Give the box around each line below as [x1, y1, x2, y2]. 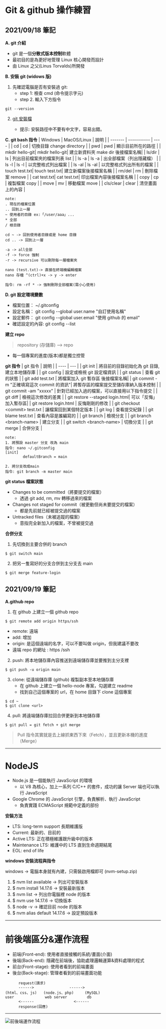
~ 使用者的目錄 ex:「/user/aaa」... [5, 212, 75, 217]
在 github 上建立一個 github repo [12, 609, 79, 615]
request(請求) [18, 980, 46, 986]
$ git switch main [5, 551, 43, 556]
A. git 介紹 [5, 40, 26, 46]
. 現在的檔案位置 [5, 202, 36, 207]
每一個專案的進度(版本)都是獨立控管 [12, 353, 85, 358]
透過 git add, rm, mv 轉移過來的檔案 [19, 495, 92, 501]
